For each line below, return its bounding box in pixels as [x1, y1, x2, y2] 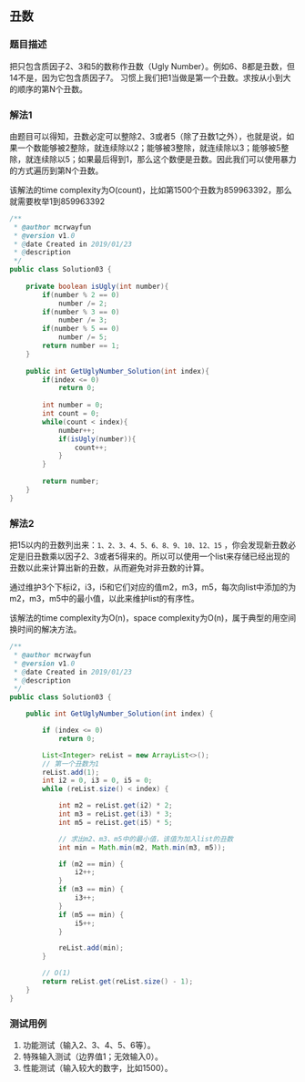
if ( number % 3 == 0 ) [42, 307, 120, 316]
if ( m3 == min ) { [57, 885, 125, 894]
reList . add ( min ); [57, 943, 125, 953]
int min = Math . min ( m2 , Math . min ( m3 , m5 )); [57, 842, 226, 852]
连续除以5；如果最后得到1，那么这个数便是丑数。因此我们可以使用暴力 [33, 153, 297, 164]
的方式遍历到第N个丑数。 [9, 165, 104, 176]
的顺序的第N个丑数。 [9, 83, 88, 94]
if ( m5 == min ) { [57, 910, 125, 919]
